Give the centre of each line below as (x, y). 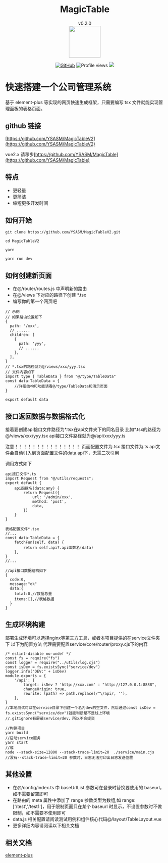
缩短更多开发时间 (30, 203)
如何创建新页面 (29, 276)
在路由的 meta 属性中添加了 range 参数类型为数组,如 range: (74, 800)
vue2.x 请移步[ (20, 154)
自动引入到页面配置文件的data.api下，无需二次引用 (67, 453)
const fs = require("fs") (32, 658)
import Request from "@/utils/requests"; (49, 478)
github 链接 (23, 126)
